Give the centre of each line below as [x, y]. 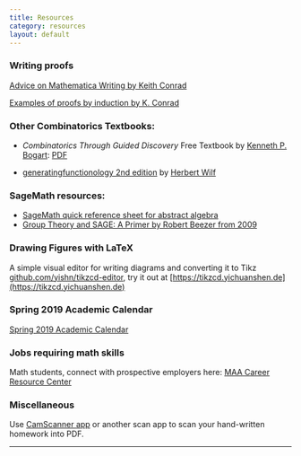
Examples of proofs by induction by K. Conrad [95, 102]
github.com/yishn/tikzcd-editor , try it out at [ [91, 277]
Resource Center [40, 381]
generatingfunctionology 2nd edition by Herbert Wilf [119, 172]
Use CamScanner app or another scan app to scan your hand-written [137, 425]
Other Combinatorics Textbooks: [82, 126]
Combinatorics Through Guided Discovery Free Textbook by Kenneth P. [155, 145]
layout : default [39, 34]
